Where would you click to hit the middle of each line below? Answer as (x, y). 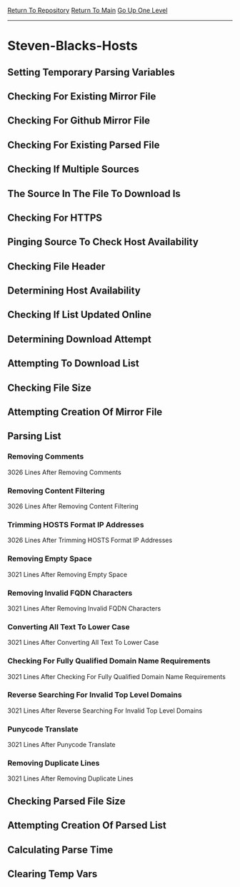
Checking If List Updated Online (80, 315)
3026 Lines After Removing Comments (64, 472)
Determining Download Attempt (79, 339)
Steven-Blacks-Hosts (72, 46)
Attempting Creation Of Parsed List (87, 825)
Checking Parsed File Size (66, 801)
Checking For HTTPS (55, 217)
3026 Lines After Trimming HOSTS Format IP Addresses (90, 540)
